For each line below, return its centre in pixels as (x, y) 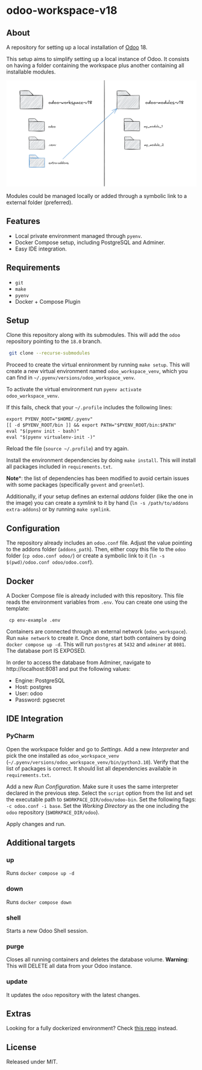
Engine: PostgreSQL (40, 681)
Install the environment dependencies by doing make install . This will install (101, 460)
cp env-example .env (35, 620)
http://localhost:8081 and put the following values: (68, 668)
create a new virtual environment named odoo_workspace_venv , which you (97, 371)
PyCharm (20, 736)
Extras (19, 1014)
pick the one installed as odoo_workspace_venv (63, 755)
